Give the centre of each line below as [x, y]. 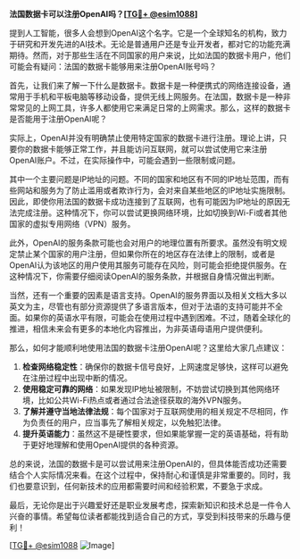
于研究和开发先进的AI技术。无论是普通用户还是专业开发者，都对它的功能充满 [150, 44]
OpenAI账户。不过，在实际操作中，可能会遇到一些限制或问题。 [125, 160]
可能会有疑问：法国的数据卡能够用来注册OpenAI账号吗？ [113, 67]
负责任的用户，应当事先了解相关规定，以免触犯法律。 [128, 422]
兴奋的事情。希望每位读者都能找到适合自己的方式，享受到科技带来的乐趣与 [146, 516]
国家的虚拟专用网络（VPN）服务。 [72, 224]
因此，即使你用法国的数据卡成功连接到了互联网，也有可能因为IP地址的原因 [146, 201]
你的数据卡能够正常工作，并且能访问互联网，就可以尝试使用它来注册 [142, 149]
